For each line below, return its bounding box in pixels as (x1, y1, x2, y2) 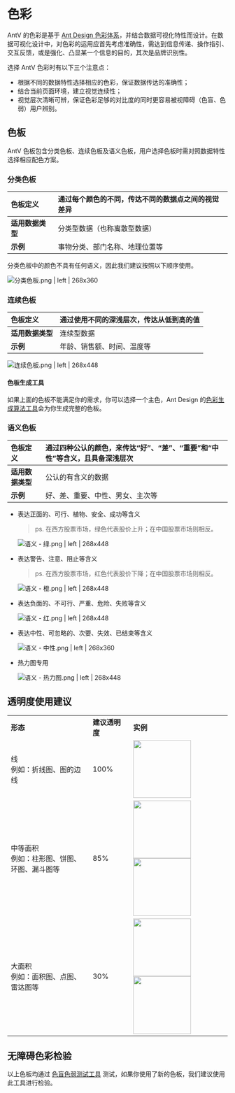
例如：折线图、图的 (10, 764, 75, 774)
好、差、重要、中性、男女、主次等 (45, 490, 158, 500)
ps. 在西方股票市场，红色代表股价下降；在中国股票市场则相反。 (34, 569, 218, 578)
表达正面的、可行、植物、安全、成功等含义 (17, 510, 141, 518)
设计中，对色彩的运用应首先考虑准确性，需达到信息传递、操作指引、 (31, 39, 228, 48)
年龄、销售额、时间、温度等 (59, 342, 152, 352)
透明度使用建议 (7, 696, 72, 708)
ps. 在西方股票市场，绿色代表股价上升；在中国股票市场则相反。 (34, 524, 218, 533)
